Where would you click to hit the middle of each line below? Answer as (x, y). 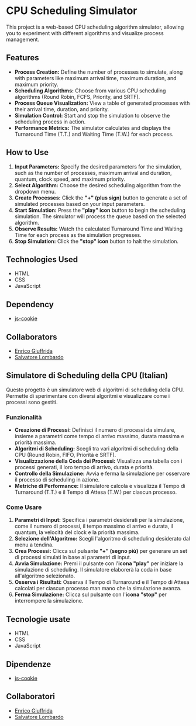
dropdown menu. (35, 191)
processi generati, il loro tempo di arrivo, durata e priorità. (84, 467)
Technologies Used (42, 259)
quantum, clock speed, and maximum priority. (70, 179)
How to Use (27, 152)
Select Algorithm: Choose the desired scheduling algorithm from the (98, 185)
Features (23, 58)
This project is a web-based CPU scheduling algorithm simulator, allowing (95, 27)
